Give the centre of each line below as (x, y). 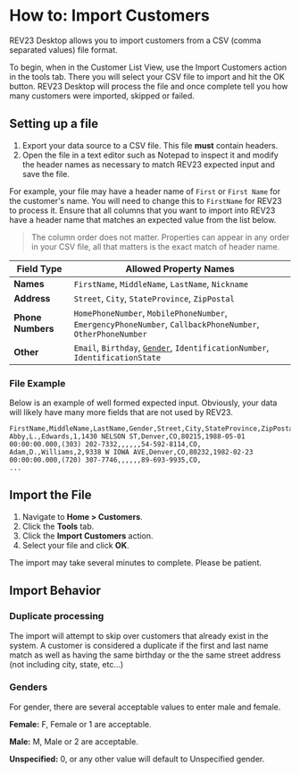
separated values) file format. (63, 49)
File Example (37, 383)
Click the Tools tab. (58, 526)
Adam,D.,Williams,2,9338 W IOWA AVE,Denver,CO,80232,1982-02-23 (131, 453)
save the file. (46, 174)
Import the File (50, 495)
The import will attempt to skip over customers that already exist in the (139, 635)
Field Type (39, 268)
